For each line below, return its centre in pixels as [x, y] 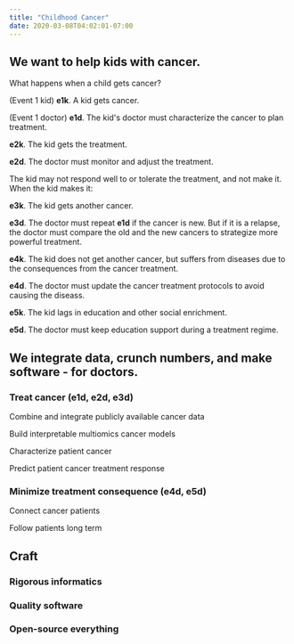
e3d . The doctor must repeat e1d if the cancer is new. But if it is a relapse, [145, 223]
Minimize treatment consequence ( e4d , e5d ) [108, 491]
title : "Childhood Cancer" [59, 17]
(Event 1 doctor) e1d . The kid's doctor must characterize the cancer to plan [147, 118]
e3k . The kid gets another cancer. [71, 206]
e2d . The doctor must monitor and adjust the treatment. [111, 162]
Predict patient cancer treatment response [87, 468]
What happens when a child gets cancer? [86, 83]
